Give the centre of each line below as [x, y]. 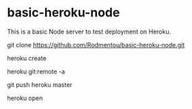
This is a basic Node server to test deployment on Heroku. [89, 32]
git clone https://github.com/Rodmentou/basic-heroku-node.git [96, 45]
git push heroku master [40, 84]
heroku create [27, 58]
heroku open [25, 98]
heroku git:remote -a [36, 71]
